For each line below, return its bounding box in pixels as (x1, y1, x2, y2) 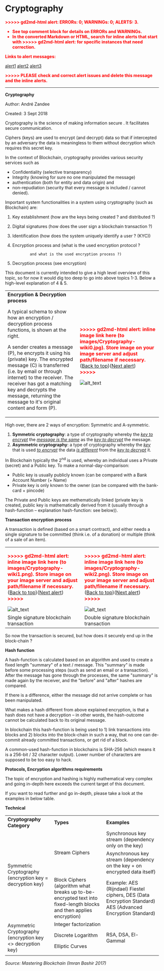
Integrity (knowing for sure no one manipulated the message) (12, 174, 136, 180)
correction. (12, 44, 36, 50)
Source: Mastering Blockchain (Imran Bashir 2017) (5, 960, 106, 966)
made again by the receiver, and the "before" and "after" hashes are (5, 677, 143, 683)
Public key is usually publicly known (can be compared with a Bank (12, 472, 147, 478)
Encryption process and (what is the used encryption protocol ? (12, 242, 141, 248)
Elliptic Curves (54, 943, 87, 950)
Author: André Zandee (5, 101, 50, 107)
